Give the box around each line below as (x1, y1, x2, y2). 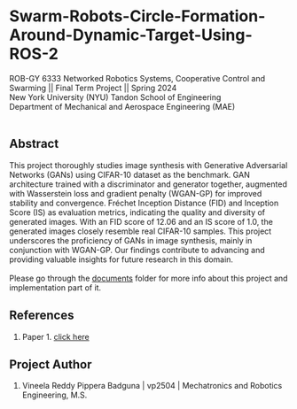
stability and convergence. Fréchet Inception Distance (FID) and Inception (9, 197, 279, 208)
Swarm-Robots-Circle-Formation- (9, 6, 266, 27)
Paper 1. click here (21, 331, 90, 342)
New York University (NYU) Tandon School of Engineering (9, 91, 222, 103)
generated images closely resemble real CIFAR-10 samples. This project (9, 226, 272, 236)
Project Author (9, 357, 92, 372)
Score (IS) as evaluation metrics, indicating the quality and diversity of (9, 206, 266, 218)
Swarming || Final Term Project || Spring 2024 (9, 82, 177, 93)
